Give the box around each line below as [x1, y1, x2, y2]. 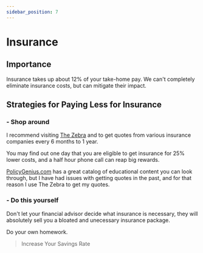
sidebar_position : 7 [6, 9, 59, 15]
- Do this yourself [6, 196, 59, 204]
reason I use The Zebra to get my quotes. [6, 181, 110, 189]
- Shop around [6, 117, 50, 126]
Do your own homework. [6, 228, 68, 235]
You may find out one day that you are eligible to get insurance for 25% [6, 150, 185, 157]
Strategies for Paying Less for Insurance [6, 100, 162, 110]
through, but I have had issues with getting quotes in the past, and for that [6, 175, 191, 182]
